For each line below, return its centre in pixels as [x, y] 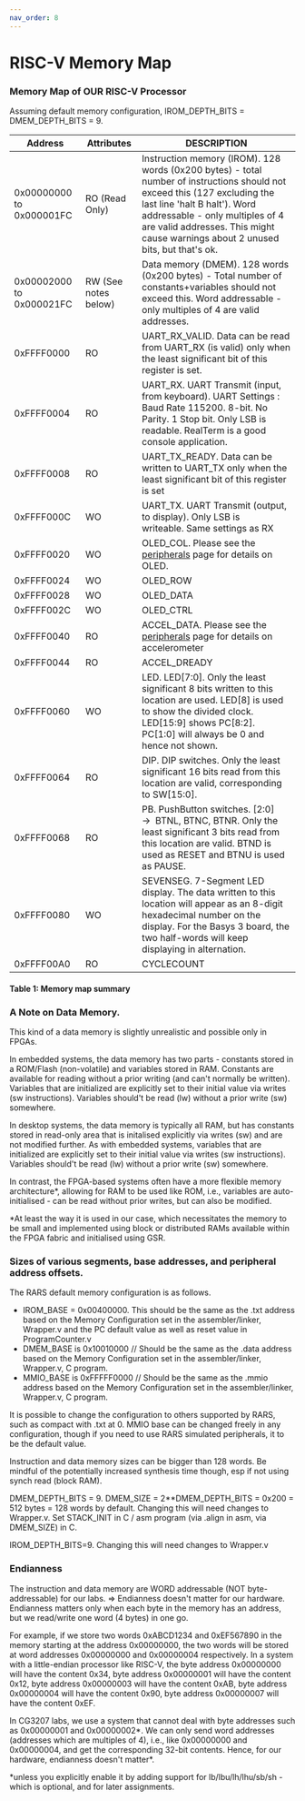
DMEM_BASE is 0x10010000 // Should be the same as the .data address [157, 1349]
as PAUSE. [164, 866]
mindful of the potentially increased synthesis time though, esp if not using [149, 1472]
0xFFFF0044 [42, 663]
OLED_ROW [167, 581]
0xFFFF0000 [42, 353]
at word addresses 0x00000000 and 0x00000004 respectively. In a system [152, 1654]
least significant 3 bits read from [211, 832]
